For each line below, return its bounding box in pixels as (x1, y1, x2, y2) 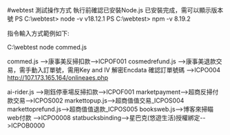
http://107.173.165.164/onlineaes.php (7, 74, 109, 81)
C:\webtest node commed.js (7, 43, 87, 51)
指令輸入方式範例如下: (7, 30, 70, 37)
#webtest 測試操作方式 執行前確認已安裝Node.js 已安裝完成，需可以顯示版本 (7, 6, 224, 14)
